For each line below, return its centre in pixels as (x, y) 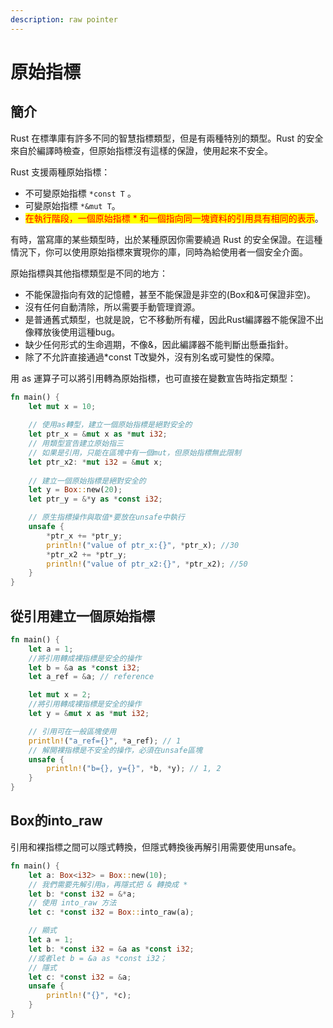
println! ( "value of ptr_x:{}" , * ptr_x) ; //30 (143, 545)
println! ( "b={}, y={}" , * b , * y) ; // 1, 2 (134, 769)
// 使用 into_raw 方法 (72, 903)
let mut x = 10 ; (62, 406)
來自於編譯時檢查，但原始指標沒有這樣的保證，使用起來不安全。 (141, 150)
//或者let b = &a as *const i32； (98, 958)
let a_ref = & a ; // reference (91, 677)
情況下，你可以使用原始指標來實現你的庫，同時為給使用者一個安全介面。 (159, 252)
